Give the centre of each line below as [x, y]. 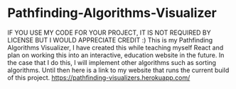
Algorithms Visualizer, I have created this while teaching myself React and [116, 47]
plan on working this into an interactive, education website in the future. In [116, 55]
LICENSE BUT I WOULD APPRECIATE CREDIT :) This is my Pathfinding [110, 40]
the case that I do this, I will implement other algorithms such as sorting [112, 62]
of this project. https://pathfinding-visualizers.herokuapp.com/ [99, 77]
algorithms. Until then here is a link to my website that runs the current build [118, 70]
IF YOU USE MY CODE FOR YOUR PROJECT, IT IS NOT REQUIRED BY [109, 32]
